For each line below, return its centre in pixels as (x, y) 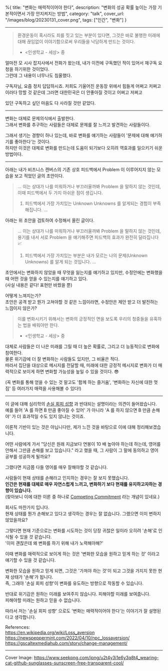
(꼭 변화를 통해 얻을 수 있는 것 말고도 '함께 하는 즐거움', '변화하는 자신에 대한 (79, 382)
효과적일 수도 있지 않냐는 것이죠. (53, 416)
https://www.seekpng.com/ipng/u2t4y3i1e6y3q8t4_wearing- (96, 657)
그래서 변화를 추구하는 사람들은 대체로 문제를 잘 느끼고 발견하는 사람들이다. (78, 125)
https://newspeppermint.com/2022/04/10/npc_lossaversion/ (67, 638)
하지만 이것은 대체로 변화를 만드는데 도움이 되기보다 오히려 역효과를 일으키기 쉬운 (84, 148)
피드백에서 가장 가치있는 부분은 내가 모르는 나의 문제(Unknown (86, 255)
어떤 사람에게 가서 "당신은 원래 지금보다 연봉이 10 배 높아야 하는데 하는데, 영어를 (83, 444)
